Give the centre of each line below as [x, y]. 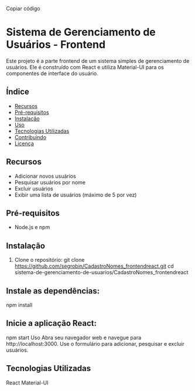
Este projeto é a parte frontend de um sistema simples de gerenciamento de [98, 60]
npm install [19, 305]
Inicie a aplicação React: [52, 323]
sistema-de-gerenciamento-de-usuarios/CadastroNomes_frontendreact [101, 272]
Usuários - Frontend [56, 45]
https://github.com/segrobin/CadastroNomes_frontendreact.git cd [94, 266]
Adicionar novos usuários [45, 176]
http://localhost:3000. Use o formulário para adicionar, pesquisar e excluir [95, 343]
